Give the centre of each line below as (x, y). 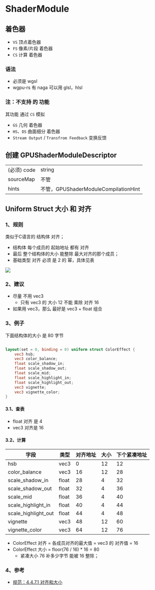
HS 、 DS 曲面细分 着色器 (36, 131)
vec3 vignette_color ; (37, 392)
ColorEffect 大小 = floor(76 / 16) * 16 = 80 (56, 549)
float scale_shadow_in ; (40, 364)
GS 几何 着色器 (27, 125)
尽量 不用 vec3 (28, 296)
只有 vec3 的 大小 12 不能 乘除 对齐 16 (59, 303)
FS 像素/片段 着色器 (33, 48)
